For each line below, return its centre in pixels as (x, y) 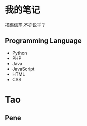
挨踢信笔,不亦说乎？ (26, 25)
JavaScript (23, 69)
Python (20, 53)
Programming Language (44, 41)
